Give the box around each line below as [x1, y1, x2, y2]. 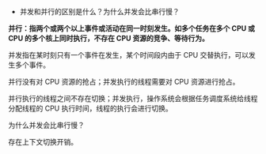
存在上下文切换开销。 [8, 137, 78, 146]
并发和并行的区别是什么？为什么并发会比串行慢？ [19, 7, 180, 16]
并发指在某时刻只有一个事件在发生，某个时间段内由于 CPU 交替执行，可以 [8, 51, 249, 59]
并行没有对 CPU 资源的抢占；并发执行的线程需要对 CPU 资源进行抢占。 [8, 77, 240, 86]
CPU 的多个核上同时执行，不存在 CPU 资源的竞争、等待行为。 [8, 34, 210, 43]
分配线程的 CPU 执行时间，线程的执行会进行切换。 [8, 103, 173, 113]
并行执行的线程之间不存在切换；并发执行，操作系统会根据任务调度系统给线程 [8, 94, 258, 103]
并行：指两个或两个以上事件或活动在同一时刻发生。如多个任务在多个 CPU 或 [8, 24, 256, 33]
